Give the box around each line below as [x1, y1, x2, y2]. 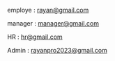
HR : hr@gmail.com [7, 33, 63, 41]
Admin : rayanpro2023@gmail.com [7, 46, 108, 54]
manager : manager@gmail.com [7, 19, 100, 27]
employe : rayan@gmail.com [7, 6, 89, 14]
